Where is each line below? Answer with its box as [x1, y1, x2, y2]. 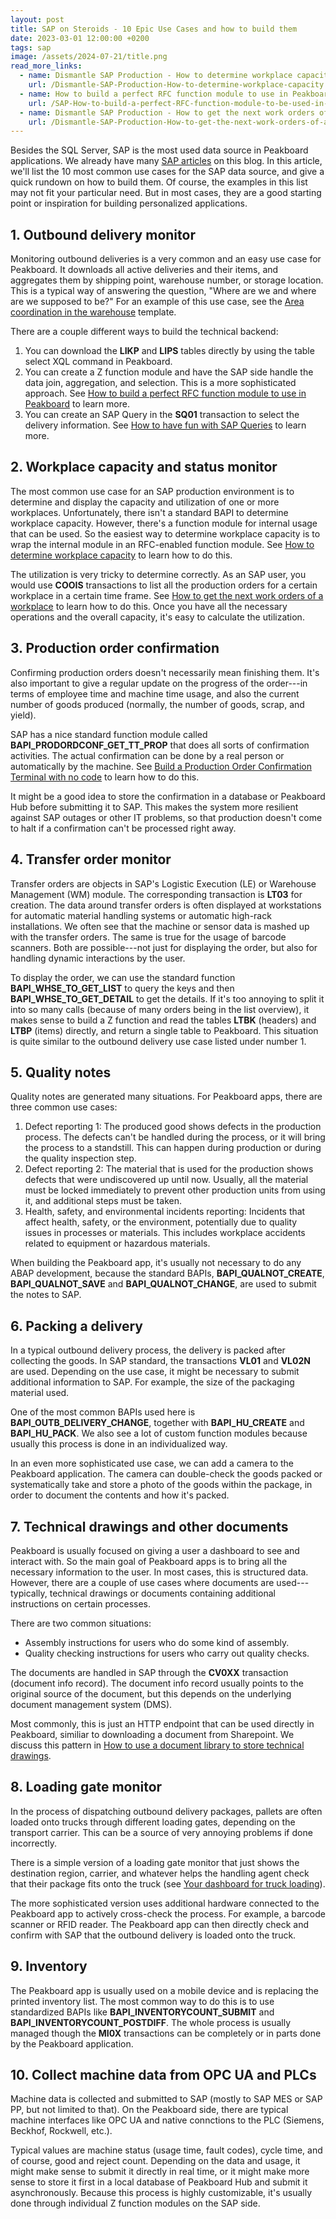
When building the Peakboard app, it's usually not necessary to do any [10, 1257, 302, 1269]
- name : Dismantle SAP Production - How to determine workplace [19, 71, 293, 81]
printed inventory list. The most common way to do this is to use [10, 1995, 275, 2007]
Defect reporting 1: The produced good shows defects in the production [24, 1121, 322, 1133]
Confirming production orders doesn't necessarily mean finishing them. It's [10, 666, 320, 678]
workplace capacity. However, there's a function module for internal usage [10, 517, 318, 529]
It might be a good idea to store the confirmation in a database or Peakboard [10, 790, 326, 802]
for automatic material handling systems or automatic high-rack [10, 909, 272, 921]
